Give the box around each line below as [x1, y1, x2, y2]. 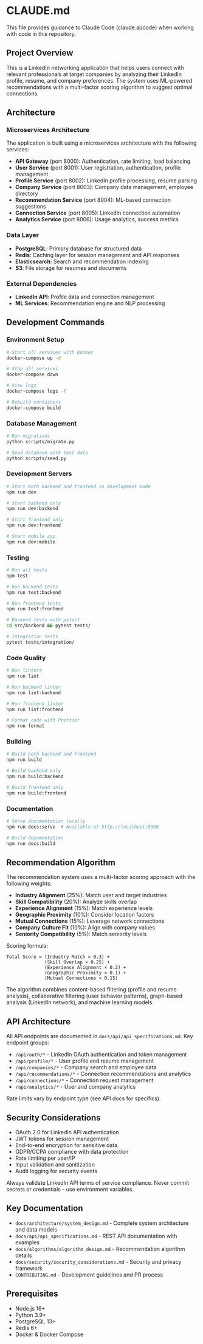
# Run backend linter [6, 684, 61, 690]
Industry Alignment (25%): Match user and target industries [15, 892, 167, 899]
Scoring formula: [6, 942, 49, 949]
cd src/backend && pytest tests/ [6, 622, 91, 629]
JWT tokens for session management [15, 1135, 109, 1142]
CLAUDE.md [6, 4, 71, 18]
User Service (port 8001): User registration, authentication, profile [15, 164, 181, 171]
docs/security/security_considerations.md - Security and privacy [15, 1258, 182, 1265]
